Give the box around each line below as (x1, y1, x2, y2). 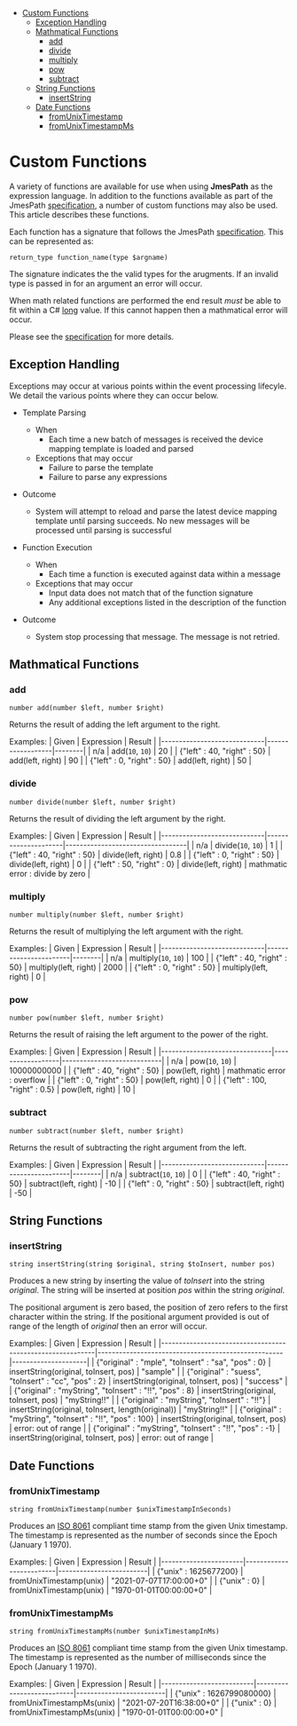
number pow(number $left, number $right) (9, 1013, 165, 1023)
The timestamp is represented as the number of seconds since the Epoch (9, 1530, 277, 1541)
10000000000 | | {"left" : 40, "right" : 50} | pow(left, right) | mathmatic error (9, 1065, 286, 1076)
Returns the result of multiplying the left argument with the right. (9, 926, 244, 937)
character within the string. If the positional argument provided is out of (9, 1312, 270, 1322)
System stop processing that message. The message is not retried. (35, 631, 280, 642)
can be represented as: (9, 235, 95, 247)
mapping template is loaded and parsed (48, 443, 194, 453)
